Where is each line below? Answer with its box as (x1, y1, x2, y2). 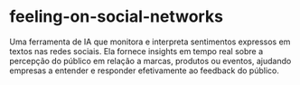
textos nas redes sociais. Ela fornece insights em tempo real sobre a (9, 45, 264, 56)
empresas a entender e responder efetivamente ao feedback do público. (9, 65, 280, 76)
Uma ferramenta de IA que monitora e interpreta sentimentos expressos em (9, 36, 291, 47)
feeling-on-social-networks (9, 6, 224, 27)
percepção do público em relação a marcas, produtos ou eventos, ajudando (9, 55, 292, 66)
